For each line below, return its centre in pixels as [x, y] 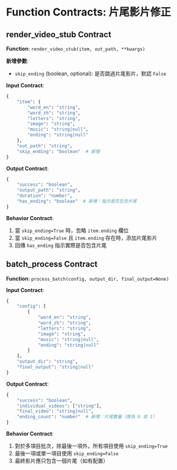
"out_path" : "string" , [45, 146]
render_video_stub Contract [59, 34]
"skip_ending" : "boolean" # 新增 [58, 151]
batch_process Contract [52, 264]
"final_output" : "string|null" [55, 367]
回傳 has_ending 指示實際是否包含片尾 [61, 245]
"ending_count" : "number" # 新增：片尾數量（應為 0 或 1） [87, 417]
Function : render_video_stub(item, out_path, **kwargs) [76, 49]
